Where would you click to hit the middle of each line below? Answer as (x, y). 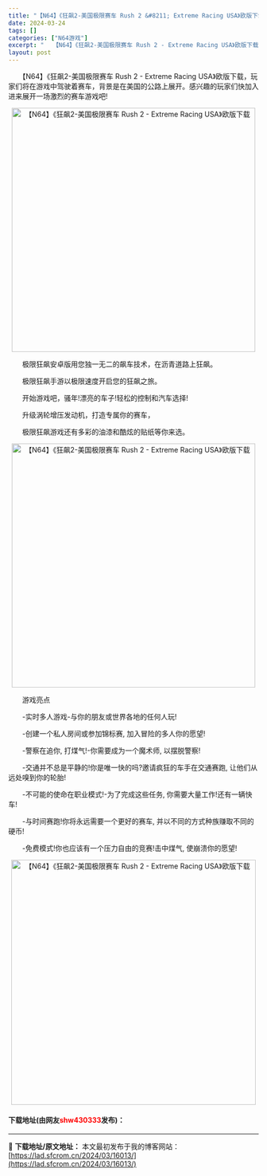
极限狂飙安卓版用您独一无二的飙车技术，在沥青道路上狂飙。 (119, 364)
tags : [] (23, 30)
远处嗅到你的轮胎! (37, 777)
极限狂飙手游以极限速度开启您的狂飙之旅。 (91, 381)
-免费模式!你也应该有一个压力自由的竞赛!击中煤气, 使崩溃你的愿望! (130, 848)
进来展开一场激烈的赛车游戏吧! (58, 96)
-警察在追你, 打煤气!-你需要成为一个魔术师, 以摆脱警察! (111, 751)
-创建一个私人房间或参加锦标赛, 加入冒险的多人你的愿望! (114, 733)
